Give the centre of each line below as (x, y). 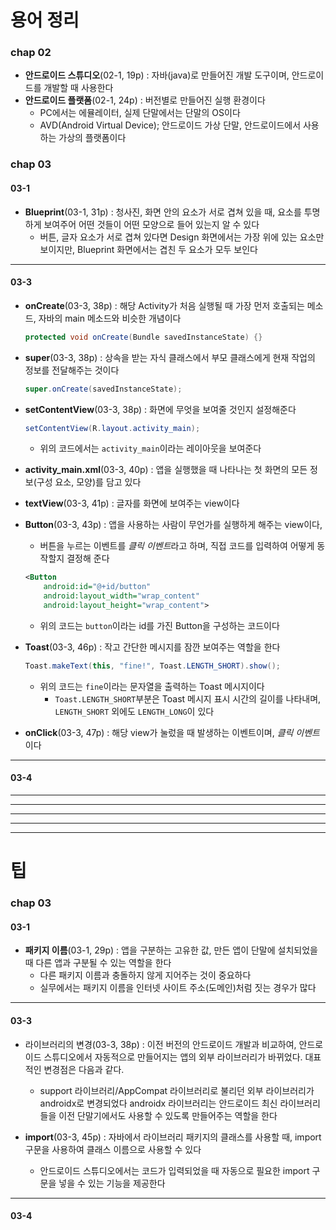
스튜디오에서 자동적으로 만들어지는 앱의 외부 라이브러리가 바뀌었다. (173, 1057)
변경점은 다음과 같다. (84, 1069)
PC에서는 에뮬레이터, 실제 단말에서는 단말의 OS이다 (140, 113)
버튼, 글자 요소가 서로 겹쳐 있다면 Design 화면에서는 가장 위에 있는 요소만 (182, 237)
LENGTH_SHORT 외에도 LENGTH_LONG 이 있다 (134, 711)
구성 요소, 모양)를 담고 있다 (89, 482)
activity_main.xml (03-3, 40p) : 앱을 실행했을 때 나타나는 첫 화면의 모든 (166, 470)
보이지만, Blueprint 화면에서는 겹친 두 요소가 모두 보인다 (149, 249)
